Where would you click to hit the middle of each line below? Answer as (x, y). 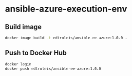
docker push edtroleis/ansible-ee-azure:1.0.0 (53, 69)
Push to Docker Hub (36, 53)
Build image (23, 27)
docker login (18, 64)
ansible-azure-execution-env (66, 9)
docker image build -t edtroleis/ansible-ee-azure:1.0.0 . (66, 38)
